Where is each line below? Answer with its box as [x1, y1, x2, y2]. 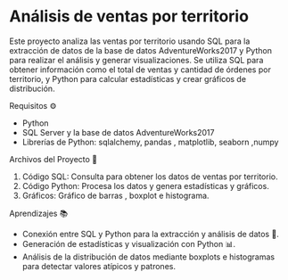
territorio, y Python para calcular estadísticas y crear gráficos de [9, 73, 247, 84]
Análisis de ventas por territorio [9, 6, 250, 27]
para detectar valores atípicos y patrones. [21, 260, 177, 271]
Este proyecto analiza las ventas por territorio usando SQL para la [9, 36, 251, 46]
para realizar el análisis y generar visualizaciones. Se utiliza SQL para [9, 54, 264, 65]
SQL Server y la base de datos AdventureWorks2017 [21, 127, 215, 137]
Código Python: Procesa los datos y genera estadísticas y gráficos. [21, 180, 269, 191]
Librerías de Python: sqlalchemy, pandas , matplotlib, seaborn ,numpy [21, 136, 279, 147]
